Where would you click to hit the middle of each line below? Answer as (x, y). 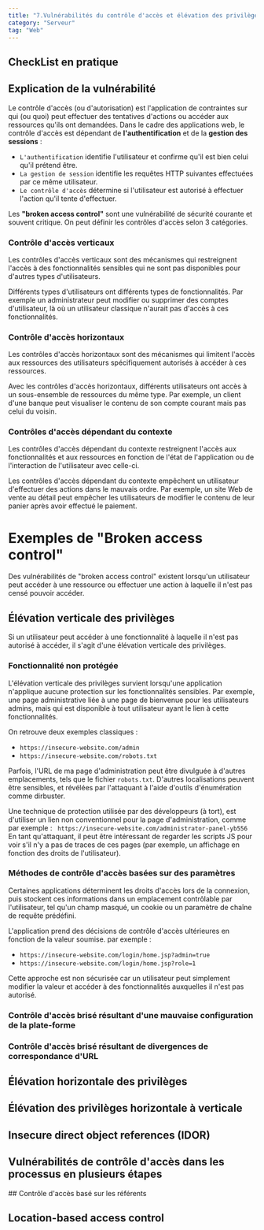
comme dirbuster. (37, 796)
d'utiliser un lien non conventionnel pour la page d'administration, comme (127, 819)
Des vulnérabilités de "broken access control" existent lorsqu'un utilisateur (129, 577)
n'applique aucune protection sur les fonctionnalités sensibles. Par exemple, (132, 691)
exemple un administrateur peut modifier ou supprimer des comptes (119, 299)
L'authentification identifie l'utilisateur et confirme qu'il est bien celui (134, 156)
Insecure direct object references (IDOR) (109, 1135)
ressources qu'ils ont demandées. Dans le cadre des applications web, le (126, 124)
